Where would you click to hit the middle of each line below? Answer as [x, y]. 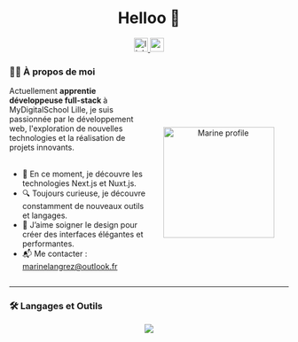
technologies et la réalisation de [67, 138]
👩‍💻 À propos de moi [52, 72]
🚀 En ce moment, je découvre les [82, 174]
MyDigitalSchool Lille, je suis [61, 110]
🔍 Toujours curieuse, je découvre [84, 193]
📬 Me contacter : [55, 254]
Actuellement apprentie [53, 91]
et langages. [45, 215]
